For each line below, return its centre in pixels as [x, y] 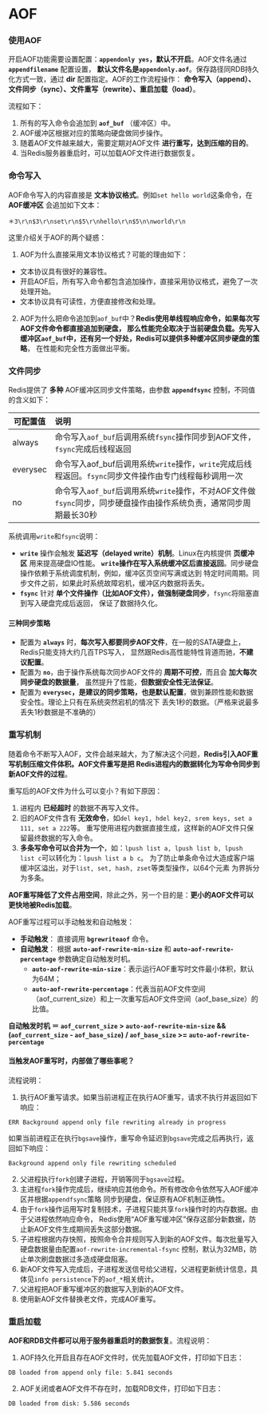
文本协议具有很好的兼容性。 [65, 271]
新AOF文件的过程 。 [40, 774]
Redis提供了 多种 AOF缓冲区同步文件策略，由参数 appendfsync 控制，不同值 [132, 390]
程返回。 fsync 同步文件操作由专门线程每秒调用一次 [149, 476]
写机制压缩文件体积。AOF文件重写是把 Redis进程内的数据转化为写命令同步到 [134, 763]
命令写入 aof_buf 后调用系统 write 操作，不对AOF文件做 [155, 491]
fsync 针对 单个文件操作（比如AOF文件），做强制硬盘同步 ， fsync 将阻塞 [136, 593]
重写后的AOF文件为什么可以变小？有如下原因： [85, 791]
